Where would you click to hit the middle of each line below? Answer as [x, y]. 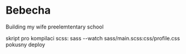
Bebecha [28, 10]
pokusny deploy [25, 45]
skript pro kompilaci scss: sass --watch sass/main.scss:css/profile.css [93, 38]
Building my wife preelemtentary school [55, 27]
